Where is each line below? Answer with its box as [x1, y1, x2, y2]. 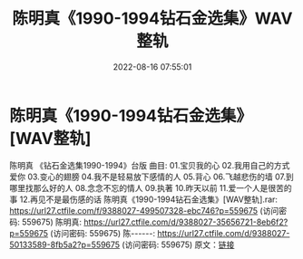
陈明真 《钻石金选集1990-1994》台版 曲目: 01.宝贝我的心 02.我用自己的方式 [9, 159, 290, 170]
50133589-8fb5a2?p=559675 [9, 239, 121, 250]
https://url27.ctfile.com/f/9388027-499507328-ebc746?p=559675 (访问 [9, 205, 279, 216]
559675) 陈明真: [21, 216, 83, 227]
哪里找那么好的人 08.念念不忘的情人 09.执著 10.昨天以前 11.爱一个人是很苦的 [9, 182, 292, 193]
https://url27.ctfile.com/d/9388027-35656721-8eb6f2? [83, 216, 288, 227]
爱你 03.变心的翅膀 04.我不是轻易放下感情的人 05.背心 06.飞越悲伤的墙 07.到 [9, 171, 294, 182]
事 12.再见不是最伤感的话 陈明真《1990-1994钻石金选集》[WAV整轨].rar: [9, 194, 279, 205]
